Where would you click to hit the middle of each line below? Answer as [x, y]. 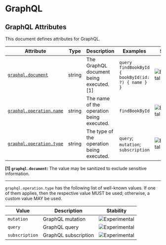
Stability [117, 211]
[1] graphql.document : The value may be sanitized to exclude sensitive [76, 168]
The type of [100, 131]
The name [98, 98]
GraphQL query [61, 227]
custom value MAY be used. [34, 198]
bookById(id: [134, 77]
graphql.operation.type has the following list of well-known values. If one [80, 188]
